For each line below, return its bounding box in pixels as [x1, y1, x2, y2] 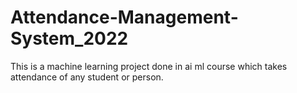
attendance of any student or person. [10, 71, 164, 83]
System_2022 [10, 27, 129, 50]
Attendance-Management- [10, 6, 239, 29]
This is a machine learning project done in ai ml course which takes [10, 60, 288, 72]
